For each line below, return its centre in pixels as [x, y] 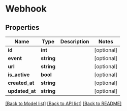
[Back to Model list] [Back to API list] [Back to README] [63, 103]
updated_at [22, 91]
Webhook [26, 9]
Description [75, 42]
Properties [22, 27]
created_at [21, 83]
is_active [19, 75]
